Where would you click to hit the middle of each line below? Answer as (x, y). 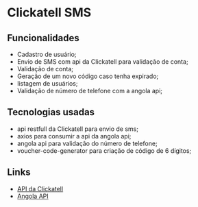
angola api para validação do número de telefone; (87, 143)
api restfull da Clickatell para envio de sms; (78, 129)
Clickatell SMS (49, 13)
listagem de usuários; (47, 83)
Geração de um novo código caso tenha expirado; (88, 76)
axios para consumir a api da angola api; (74, 136)
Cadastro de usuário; (47, 54)
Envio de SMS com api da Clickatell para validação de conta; (102, 62)
